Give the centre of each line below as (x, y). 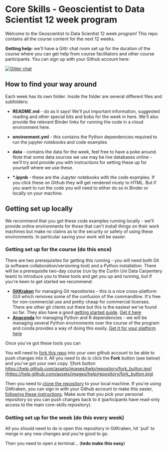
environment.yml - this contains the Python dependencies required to (85, 137)
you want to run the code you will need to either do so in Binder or (80, 188)
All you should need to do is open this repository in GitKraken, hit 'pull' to (80, 429)
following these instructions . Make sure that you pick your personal (74, 394)
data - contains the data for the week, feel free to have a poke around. (84, 152)
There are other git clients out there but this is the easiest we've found (84, 307)
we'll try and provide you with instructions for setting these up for (80, 162)
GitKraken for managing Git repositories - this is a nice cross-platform (84, 291)
